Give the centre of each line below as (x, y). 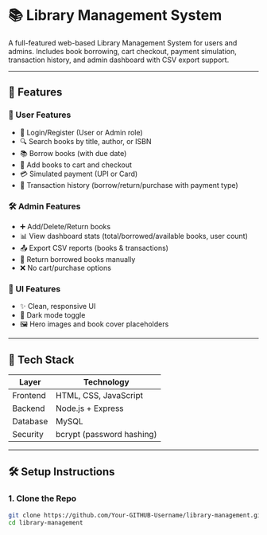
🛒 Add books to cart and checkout (76, 165)
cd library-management (46, 522)
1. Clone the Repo (43, 498)
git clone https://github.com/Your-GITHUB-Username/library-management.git (136, 515)
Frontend (29, 396)
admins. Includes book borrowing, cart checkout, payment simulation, (122, 51)
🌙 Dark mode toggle (52, 315)
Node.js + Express (90, 408)
